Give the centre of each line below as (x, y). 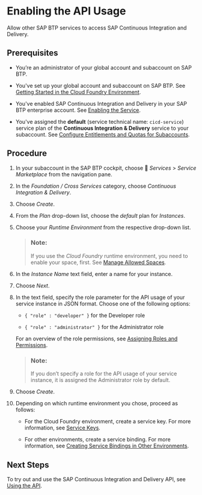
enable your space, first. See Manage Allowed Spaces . (98, 262)
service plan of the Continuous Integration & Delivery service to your (102, 128)
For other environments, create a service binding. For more (97, 440)
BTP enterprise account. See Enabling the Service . (78, 110)
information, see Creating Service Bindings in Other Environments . (107, 446)
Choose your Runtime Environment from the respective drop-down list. (103, 227)
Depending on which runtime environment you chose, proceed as (96, 404)
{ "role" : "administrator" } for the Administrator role (94, 327)
